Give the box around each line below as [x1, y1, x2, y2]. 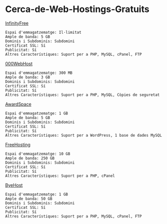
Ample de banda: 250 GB [5, 156, 55, 161]
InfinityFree [5, 20, 29, 26]
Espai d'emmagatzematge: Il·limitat [5, 30, 81, 35]
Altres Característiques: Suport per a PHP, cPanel [5, 173, 115, 178]
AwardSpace [5, 101, 31, 107]
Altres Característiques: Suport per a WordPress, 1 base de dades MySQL [5, 133, 162, 138]
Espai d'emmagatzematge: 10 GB [5, 151, 70, 156]
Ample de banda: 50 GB [5, 196, 52, 201]
